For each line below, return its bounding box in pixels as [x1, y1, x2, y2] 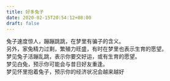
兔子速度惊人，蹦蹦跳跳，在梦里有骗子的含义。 [6, 38, 124, 45]
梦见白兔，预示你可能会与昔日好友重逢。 [6, 60, 108, 68]
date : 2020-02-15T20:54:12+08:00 [6, 15, 92, 21]
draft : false [6, 20, 40, 26]
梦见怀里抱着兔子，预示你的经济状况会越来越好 [6, 68, 124, 76]
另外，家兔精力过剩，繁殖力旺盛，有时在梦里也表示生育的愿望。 [6, 45, 167, 52]
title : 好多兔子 [6, 9, 44, 15]
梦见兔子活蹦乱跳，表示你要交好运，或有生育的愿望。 [6, 53, 141, 60]
